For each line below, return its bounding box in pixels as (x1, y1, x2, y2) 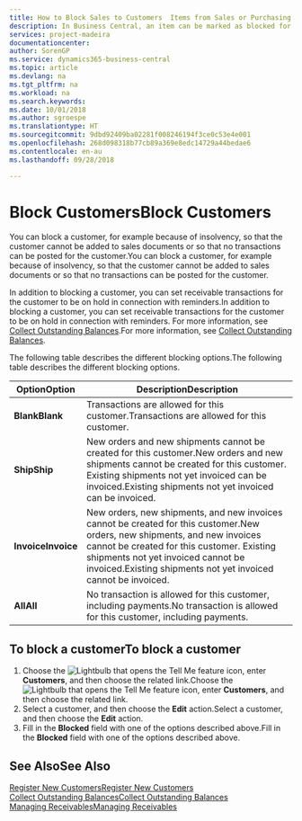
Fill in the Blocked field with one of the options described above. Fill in (22, 723, 281, 734)
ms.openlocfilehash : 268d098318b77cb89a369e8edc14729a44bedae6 (9, 138, 252, 147)
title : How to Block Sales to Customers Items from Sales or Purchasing (9, 13, 292, 22)
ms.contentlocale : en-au (9, 147, 102, 156)
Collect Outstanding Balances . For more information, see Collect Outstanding (9, 326, 292, 336)
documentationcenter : (9, 38, 91, 48)
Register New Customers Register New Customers (9, 782, 194, 793)
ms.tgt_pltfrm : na (9, 80, 78, 89)
